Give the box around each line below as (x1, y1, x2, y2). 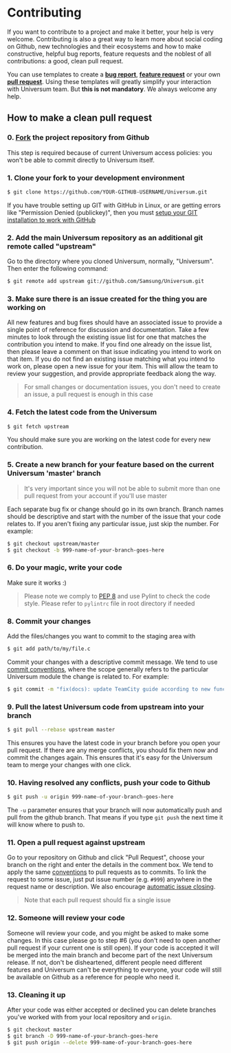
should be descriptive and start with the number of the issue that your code (7, 512, 221, 521)
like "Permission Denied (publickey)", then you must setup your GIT (7, 208, 198, 216)
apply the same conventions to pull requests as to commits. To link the (7, 868, 207, 876)
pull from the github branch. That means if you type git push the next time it (7, 813, 223, 822)
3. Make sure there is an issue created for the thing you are (7, 294, 208, 304)
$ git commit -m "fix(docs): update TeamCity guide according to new (7, 685, 211, 693)
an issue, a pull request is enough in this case (23, 390, 153, 399)
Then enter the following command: (7, 264, 109, 273)
